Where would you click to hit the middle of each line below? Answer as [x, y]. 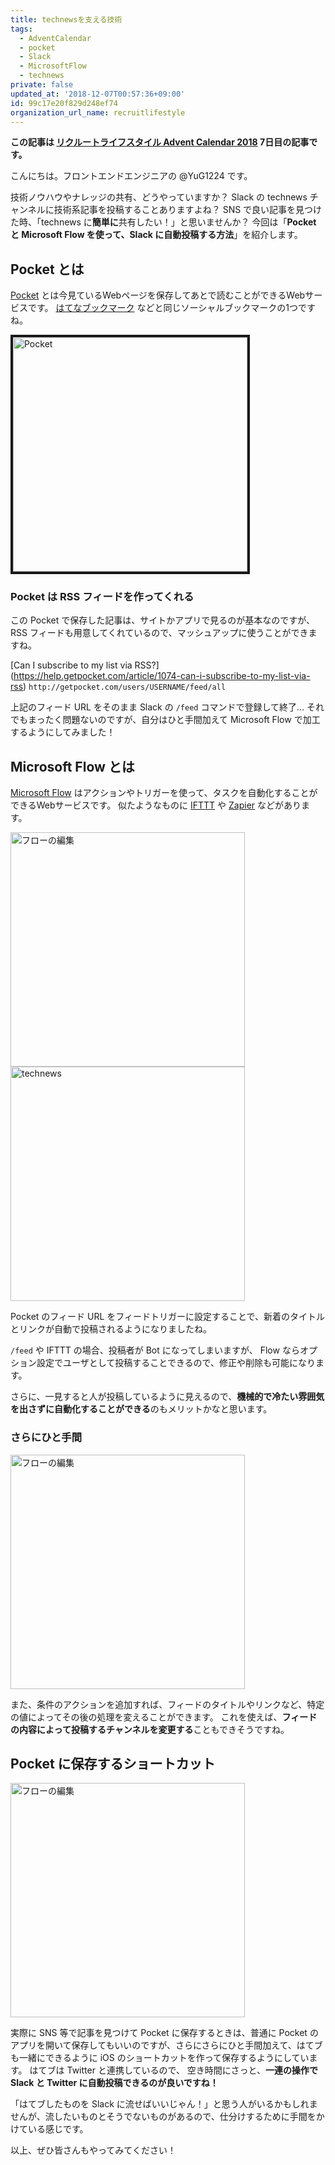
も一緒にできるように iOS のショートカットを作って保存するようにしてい [160, 2058]
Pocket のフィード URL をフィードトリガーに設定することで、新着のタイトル [167, 1317]
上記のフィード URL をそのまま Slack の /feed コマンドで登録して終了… [157, 707]
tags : [21, 29]
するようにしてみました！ [63, 732]
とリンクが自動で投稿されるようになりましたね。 [111, 1329]
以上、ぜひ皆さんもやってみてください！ [93, 2150]
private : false [42, 85]
